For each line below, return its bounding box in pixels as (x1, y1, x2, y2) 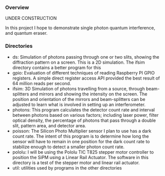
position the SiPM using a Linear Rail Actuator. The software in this (12, 154, 149, 160)
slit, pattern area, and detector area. (12, 122, 86, 128)
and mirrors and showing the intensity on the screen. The (30, 91, 148, 97)
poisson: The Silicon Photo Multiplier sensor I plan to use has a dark (12, 128, 152, 134)
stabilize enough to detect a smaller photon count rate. (12, 144, 125, 150)
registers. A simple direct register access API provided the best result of (12, 75, 160, 81)
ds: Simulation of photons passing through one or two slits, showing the (12, 54, 160, 60)
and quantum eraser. (5, 30, 48, 36)
